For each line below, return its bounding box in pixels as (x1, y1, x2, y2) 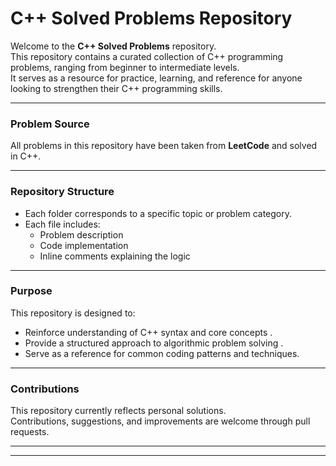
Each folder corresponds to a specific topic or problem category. (24, 207, 293, 219)
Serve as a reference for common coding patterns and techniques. (24, 347, 300, 359)
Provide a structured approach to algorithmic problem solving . (24, 337, 284, 349)
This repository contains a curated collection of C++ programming (10, 50, 284, 62)
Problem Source (10, 117, 90, 131)
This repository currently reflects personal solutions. (10, 405, 227, 417)
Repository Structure (10, 185, 115, 199)
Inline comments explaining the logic (39, 250, 191, 262)
